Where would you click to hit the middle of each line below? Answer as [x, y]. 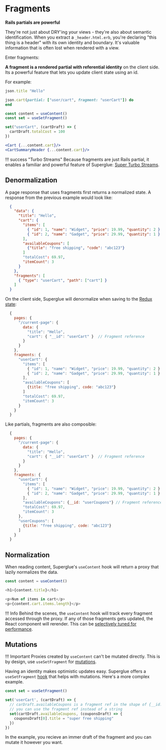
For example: [19, 82]
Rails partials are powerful [33, 22]
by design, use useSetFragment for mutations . [51, 662]
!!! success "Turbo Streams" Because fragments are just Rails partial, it [77, 159]
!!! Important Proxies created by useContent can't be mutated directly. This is [83, 656]
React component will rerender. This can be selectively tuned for [71, 624]
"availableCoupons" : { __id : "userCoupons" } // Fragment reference [93, 502]
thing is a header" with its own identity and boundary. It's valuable [72, 42]
